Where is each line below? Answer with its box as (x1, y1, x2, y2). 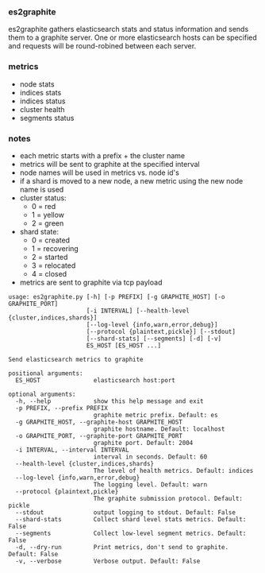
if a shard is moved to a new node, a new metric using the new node (19, 176, 244, 185)
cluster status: (19, 193, 67, 203)
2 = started (31, 252, 68, 261)
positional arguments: (8, 369, 83, 377)
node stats (19, 79, 55, 89)
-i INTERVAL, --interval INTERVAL (15, 446, 129, 454)
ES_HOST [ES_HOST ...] (86, 341, 161, 350)
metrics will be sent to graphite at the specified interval (19, 159, 200, 168)
